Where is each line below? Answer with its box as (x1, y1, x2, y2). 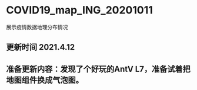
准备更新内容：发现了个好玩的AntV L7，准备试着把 (6, 64, 191, 74)
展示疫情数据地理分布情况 (6, 23, 68, 30)
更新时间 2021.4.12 (6, 42, 75, 53)
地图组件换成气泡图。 (6, 75, 84, 85)
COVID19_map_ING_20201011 (6, 4, 153, 17)
